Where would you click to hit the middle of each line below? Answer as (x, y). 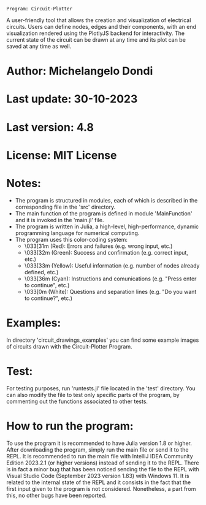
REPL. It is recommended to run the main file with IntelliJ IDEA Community (100, 456)
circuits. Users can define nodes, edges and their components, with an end (101, 27)
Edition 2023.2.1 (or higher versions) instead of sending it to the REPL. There (103, 463)
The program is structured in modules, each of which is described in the (106, 200)
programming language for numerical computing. (77, 233)
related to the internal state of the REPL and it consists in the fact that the (99, 482)
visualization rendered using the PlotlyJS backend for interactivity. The (96, 33)
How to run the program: (70, 426)
